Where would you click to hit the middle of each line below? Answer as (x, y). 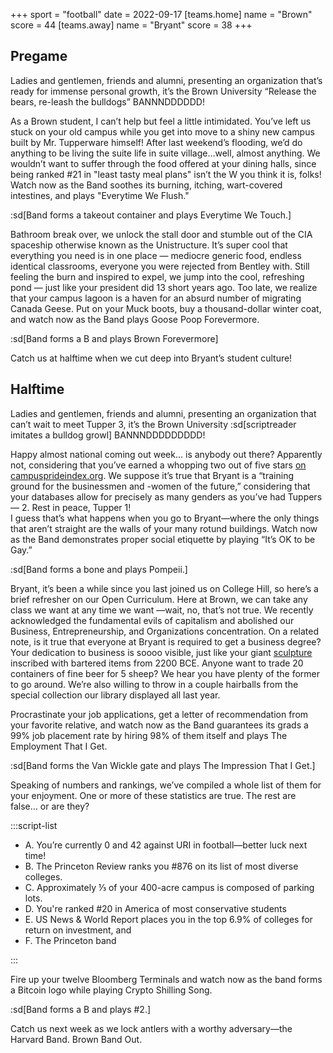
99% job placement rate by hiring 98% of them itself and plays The (149, 735)
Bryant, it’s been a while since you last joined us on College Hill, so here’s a (164, 588)
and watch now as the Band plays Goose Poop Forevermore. (135, 319)
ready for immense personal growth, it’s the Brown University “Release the (163, 91)
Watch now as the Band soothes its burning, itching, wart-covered (146, 185)
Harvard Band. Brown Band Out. (76, 1039)
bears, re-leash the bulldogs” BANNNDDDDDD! (107, 101)
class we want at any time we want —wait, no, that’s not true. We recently (162, 610)
